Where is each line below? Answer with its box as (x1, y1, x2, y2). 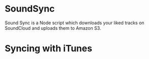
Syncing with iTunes (5, 43, 92, 54)
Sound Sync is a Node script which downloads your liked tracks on (5, 20, 145, 26)
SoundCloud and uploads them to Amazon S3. (5, 25, 101, 31)
